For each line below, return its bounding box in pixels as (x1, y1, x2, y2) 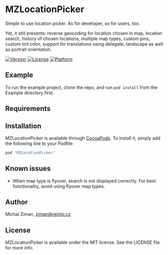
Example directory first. (5, 90, 54, 96)
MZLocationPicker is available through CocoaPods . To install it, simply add (5, 135, 161, 141)
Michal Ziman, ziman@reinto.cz (5, 211, 71, 217)
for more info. (5, 245, 34, 251)
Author (5, 198, 28, 206)
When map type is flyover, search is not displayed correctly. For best (12, 177, 156, 184)
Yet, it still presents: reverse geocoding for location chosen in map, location (5, 30, 163, 36)
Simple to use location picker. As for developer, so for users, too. (5, 20, 140, 26)
